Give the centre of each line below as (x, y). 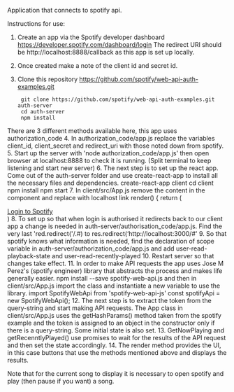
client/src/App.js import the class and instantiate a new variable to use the (114, 286)
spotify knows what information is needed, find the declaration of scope (111, 241)
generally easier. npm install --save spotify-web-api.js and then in (102, 278)
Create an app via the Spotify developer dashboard (91, 37)
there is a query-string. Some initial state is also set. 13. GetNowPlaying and (116, 330)
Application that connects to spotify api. (65, 10)
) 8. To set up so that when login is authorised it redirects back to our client (115, 219)
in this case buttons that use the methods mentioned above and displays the (117, 352)
